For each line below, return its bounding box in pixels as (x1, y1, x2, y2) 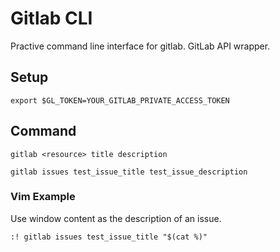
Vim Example (10, 190, 76, 204)
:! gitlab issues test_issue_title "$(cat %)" (10, 232, 208, 242)
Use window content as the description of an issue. (10, 212, 222, 224)
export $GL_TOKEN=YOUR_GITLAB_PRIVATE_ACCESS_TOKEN (10, 95, 230, 106)
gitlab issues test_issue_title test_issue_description (10, 167, 248, 177)
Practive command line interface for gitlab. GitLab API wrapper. (10, 40, 271, 52)
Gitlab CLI (10, 7, 93, 30)
